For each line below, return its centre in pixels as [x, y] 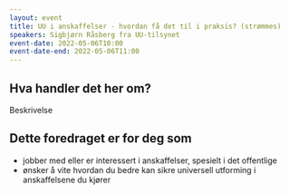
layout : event [36, 18]
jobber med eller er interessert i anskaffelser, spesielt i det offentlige [150, 160]
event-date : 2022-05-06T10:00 [67, 43]
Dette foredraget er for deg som [101, 138]
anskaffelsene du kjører [67, 179]
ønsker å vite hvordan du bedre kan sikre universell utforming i [139, 170]
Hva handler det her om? [81, 88]
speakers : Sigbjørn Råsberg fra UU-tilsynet [95, 34]
